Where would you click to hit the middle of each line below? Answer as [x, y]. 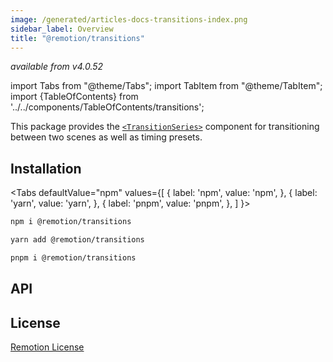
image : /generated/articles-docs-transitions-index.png [129, 19]
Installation [46, 168]
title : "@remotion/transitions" [77, 38]
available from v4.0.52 [57, 67]
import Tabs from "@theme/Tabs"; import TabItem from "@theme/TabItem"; [166, 86]
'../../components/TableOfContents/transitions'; [107, 107]
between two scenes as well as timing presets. [106, 137]
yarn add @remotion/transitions [77, 240]
